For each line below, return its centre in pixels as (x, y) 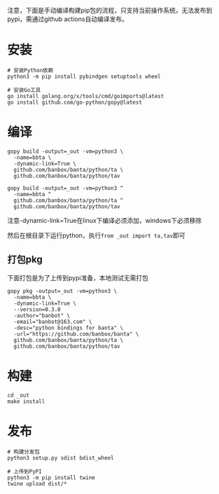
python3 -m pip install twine (51, 478)
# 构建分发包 (23, 452)
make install (26, 402)
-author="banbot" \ (42, 315)
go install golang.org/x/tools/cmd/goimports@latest (86, 96)
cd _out (19, 395)
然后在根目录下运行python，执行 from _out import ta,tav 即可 (96, 235)
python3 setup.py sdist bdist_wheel (61, 458)
